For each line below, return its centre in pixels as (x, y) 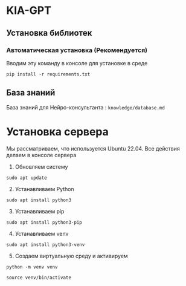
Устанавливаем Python (44, 189)
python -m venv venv (32, 267)
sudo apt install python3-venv (46, 245)
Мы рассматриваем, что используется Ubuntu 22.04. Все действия (93, 148)
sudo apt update (27, 178)
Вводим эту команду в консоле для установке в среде (77, 63)
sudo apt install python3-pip (44, 222)
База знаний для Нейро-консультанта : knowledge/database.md (85, 107)
